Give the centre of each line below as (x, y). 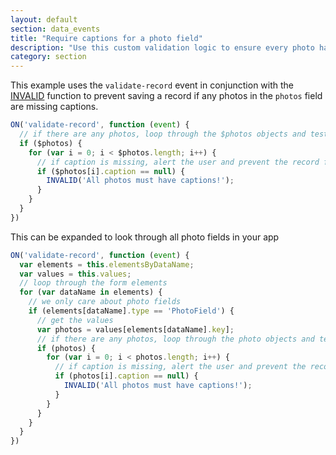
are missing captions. (54, 107)
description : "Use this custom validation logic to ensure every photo (162, 47)
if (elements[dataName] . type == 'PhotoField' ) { (131, 311)
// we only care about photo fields (105, 302)
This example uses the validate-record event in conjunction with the (152, 85)
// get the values (75, 320)
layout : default (44, 19)
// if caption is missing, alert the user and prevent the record (178, 162)
